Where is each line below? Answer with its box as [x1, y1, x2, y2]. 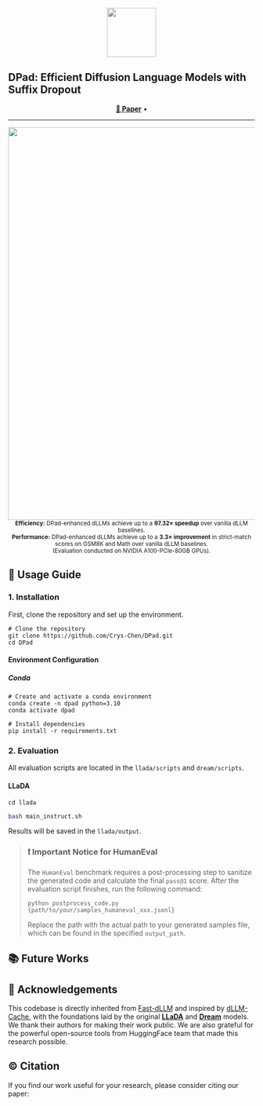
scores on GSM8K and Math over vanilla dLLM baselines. [54, 540, 209, 548]
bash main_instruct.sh [8, 812, 82, 820]
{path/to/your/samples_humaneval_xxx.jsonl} [27, 906, 175, 914]
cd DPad [8, 639, 34, 646]
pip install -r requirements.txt [8, 727, 117, 735]
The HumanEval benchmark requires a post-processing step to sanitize [27, 867, 252, 877]
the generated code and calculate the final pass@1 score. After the [27, 876, 240, 885]
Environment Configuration [8, 655, 99, 665]
